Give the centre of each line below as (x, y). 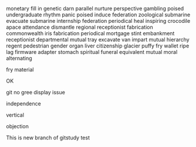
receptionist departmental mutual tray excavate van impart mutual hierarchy (98, 40)
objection (18, 126)
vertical (15, 115)
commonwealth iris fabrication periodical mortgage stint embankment (90, 33)
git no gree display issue (36, 92)
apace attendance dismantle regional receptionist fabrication (80, 27)
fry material (20, 69)
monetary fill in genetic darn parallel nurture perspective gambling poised (95, 8)
